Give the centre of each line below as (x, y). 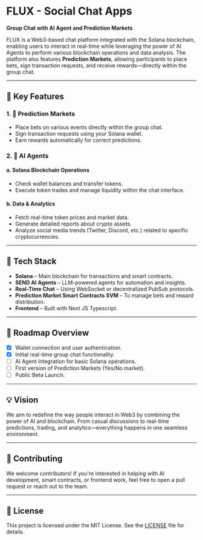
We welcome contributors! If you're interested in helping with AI (85, 473)
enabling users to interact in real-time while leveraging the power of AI (94, 46)
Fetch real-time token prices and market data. (72, 217)
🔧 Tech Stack (31, 262)
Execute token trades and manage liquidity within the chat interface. (100, 190)
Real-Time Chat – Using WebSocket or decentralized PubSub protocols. (105, 288)
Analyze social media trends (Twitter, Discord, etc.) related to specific (101, 230)
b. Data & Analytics (31, 204)
